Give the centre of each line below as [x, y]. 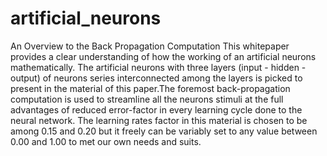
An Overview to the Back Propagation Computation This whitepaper [150, 46]
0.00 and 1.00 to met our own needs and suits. [106, 141]
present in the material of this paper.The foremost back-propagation [150, 88]
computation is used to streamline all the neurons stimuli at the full [147, 99]
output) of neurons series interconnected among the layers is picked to [156, 78]
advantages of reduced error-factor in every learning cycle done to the [156, 109]
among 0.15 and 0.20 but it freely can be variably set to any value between [164, 131]
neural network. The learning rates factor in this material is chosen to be [159, 120]
